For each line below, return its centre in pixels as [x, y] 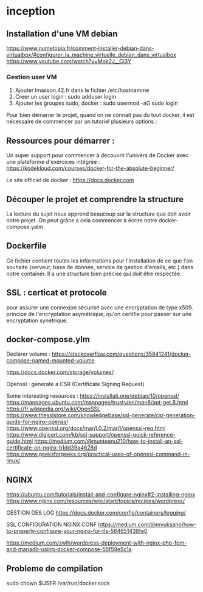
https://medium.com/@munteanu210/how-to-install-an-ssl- [109, 441]
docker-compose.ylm [48, 339]
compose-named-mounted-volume [51, 361]
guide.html [20, 441]
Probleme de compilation [55, 569]
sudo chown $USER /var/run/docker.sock [58, 583]
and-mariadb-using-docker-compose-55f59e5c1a [69, 549]
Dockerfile [27, 246]
